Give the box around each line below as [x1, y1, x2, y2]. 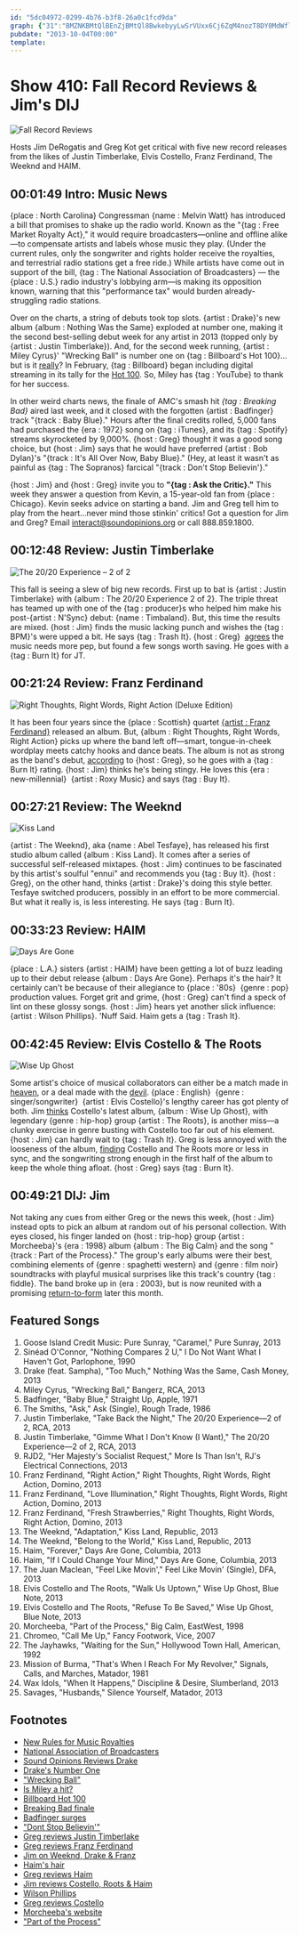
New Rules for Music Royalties [22, 1737, 135, 1747]
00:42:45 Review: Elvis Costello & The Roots [10, 1036, 263, 1051]
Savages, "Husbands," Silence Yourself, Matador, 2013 [22, 1687, 223, 1697]
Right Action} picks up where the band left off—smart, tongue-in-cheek [10, 735, 271, 746]
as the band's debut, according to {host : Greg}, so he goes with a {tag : [10, 754, 273, 765]
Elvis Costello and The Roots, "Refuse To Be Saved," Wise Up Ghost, [22, 1601, 274, 1612]
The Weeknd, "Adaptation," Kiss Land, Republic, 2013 [22, 1526, 218, 1536]
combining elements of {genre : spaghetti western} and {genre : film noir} [10, 1259, 279, 1269]
